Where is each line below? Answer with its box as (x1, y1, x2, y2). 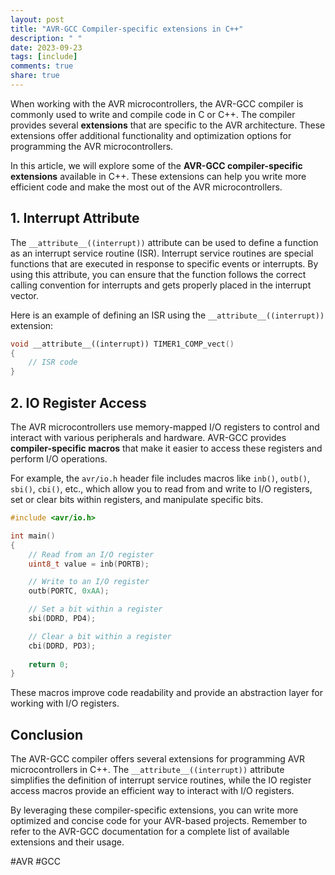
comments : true (10, 61, 74, 71)
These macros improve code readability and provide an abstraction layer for (10, 687, 323, 699)
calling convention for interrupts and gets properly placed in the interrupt (10, 279, 312, 291)
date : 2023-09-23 (10, 42, 83, 53)
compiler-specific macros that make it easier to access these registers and (10, 442, 323, 454)
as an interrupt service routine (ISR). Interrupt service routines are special (10, 247, 314, 259)
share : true (10, 71, 60, 81)
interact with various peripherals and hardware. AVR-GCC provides (10, 432, 287, 443)
